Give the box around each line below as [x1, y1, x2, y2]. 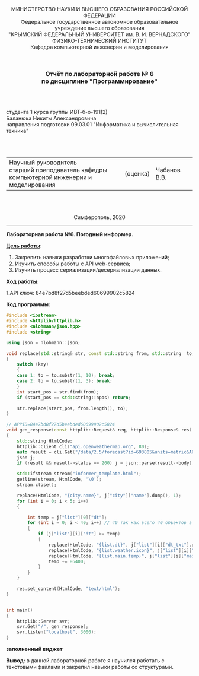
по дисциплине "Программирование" [41, 77, 158, 85]
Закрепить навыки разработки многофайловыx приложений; [14, 254, 170, 261]
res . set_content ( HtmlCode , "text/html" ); [17, 586, 120, 592]
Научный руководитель [9, 158, 77, 167]
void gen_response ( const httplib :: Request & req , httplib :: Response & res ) [6, 427, 192, 433]
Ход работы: [6, 278, 40, 285]
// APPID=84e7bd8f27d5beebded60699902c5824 [6, 421, 115, 427]
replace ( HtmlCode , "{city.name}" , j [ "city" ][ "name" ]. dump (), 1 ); [17, 493, 182, 499]
